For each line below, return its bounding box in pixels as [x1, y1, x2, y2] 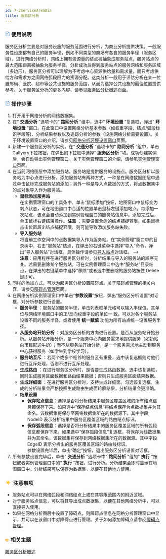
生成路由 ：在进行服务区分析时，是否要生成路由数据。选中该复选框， [19, 367, 160, 373]
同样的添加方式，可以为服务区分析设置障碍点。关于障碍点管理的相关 [12, 280, 151, 286]
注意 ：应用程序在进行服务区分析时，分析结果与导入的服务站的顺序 [19, 255, 154, 261]
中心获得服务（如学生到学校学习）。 [19, 348, 91, 354]
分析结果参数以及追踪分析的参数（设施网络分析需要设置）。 [35, 131, 155, 137]
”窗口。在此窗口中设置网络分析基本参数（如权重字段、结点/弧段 [26, 125, 156, 131]
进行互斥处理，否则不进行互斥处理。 [19, 361, 94, 367]
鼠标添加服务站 [19, 193, 50, 199]
